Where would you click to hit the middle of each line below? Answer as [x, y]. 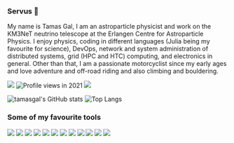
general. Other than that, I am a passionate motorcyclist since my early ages [117, 64]
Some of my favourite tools [54, 117]
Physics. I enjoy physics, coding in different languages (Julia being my [109, 41]
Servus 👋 [23, 11]
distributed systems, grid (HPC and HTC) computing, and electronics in [110, 56]
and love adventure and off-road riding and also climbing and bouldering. [113, 71]
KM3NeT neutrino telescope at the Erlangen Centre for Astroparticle [105, 34]
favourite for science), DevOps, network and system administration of [108, 49]
